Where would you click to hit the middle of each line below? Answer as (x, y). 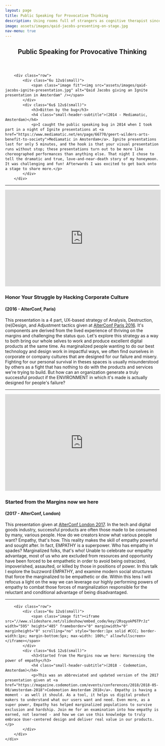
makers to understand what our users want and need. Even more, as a (78, 700)
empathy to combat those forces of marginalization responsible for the (76, 587)
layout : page (18, 10)
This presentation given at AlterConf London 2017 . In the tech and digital (78, 524)
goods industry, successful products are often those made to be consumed (81, 529)
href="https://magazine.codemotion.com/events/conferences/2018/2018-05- (82, 685)
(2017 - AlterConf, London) (33, 514)
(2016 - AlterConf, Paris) (31, 309)
